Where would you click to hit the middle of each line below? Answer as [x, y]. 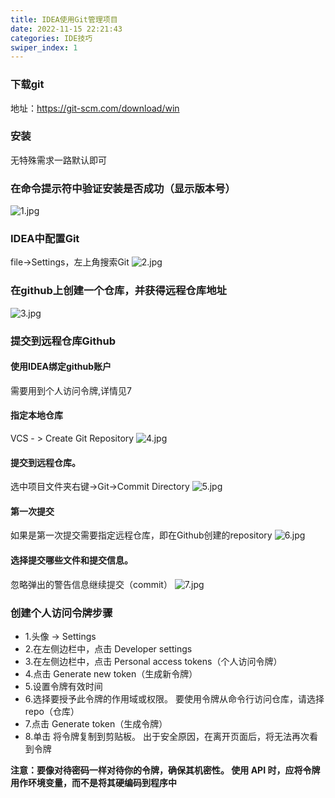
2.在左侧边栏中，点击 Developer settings [108, 648]
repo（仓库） [52, 711]
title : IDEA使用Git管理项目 [64, 19]
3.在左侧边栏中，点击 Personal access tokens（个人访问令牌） [153, 661]
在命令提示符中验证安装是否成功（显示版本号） [123, 188]
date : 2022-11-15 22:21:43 [66, 29]
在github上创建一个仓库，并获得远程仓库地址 [118, 291]
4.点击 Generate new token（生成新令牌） [111, 673]
